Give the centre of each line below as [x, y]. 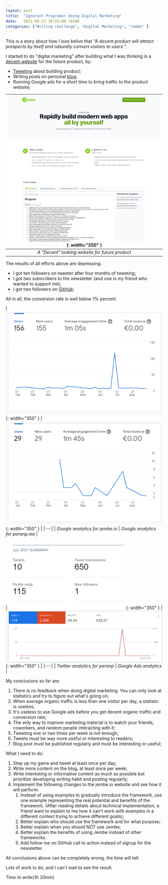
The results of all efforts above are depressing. [54, 263]
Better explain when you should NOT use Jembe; [71, 827]
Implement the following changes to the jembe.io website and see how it [87, 784]
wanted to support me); [37, 284]
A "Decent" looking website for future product [84, 252]
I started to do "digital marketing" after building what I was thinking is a [79, 56]
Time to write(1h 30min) [30, 877]
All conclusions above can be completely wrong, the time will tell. [73, 858]
